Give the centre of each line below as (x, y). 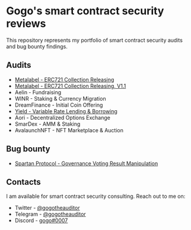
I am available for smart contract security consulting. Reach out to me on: (96, 196)
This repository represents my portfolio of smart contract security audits (94, 40)
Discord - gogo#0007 (41, 220)
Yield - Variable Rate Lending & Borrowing (66, 111)
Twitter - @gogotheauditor (47, 208)
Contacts (24, 182)
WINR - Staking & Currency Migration (60, 98)
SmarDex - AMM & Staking (47, 124)
